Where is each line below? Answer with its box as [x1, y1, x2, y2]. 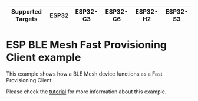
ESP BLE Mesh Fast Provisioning [6, 38, 167, 52]
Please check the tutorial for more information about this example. [6, 88, 167, 95]
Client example [6, 51, 81, 64]
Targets [15, 15, 38, 23]
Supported [11, 8, 42, 15]
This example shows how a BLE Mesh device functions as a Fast [6, 70, 163, 77]
